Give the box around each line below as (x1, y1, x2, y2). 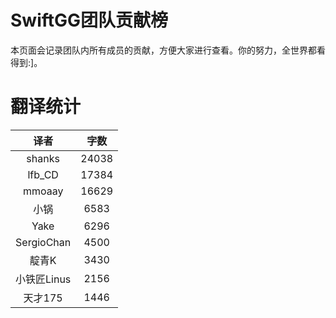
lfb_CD (27, 167, 59, 181)
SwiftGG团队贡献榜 (10, 9, 169, 32)
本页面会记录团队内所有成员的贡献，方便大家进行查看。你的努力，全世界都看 (10, 44, 326, 56)
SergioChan (15, 235, 72, 249)
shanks (26, 151, 60, 165)
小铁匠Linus (15, 272, 72, 286)
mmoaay (22, 184, 64, 198)
